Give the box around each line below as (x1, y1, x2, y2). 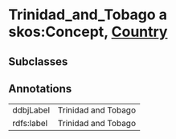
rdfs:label (12, 118, 48, 129)
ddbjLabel (12, 104, 51, 116)
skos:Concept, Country (8, 22, 168, 41)
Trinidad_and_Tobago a (8, 6, 167, 24)
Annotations (8, 82, 72, 96)
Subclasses (8, 55, 68, 68)
